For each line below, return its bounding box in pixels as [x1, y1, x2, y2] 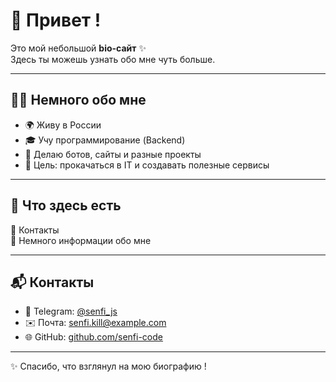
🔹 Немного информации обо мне [10, 234, 152, 246]
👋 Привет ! [10, 9, 102, 32]
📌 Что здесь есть [10, 197, 122, 214]
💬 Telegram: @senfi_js [24, 305, 118, 318]
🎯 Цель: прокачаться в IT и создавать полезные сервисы [24, 159, 270, 171]
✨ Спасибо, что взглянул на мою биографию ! [10, 360, 207, 373]
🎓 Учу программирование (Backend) [24, 134, 186, 146]
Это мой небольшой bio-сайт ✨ [10, 42, 147, 54]
